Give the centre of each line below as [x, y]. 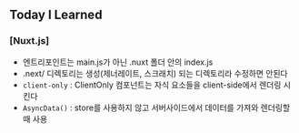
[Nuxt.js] [30, 41]
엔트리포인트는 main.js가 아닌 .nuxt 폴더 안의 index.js [118, 62]
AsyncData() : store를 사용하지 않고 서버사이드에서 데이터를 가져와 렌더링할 [156, 107]
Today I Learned [56, 15]
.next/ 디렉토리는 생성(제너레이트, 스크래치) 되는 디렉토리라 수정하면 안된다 [155, 73]
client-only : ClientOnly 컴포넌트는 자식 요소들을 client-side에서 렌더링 [152, 85]
